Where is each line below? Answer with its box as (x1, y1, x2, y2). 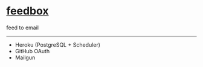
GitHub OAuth (14, 47, 50, 54)
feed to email (6, 24, 39, 31)
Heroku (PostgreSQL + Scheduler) (14, 41, 101, 48)
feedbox (6, 4, 50, 18)
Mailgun (14, 54, 36, 61)
